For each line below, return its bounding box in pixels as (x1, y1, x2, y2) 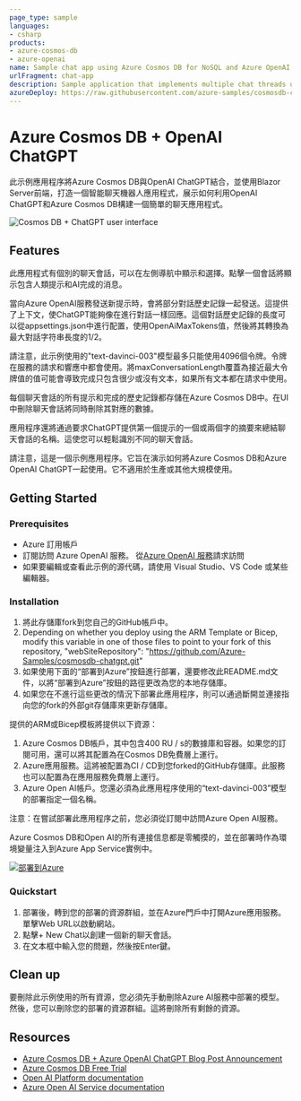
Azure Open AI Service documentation (21, 1082, 165, 1093)
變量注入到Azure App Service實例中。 (16, 844, 158, 854)
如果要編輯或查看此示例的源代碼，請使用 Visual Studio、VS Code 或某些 (21, 561, 288, 572)
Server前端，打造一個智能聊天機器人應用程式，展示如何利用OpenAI (9, 187, 258, 198)
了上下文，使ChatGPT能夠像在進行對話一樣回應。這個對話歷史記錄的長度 (9, 309, 279, 320)
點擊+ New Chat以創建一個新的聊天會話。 (21, 929, 176, 940)
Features (9, 243, 60, 258)
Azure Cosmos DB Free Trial (21, 1063, 127, 1074)
